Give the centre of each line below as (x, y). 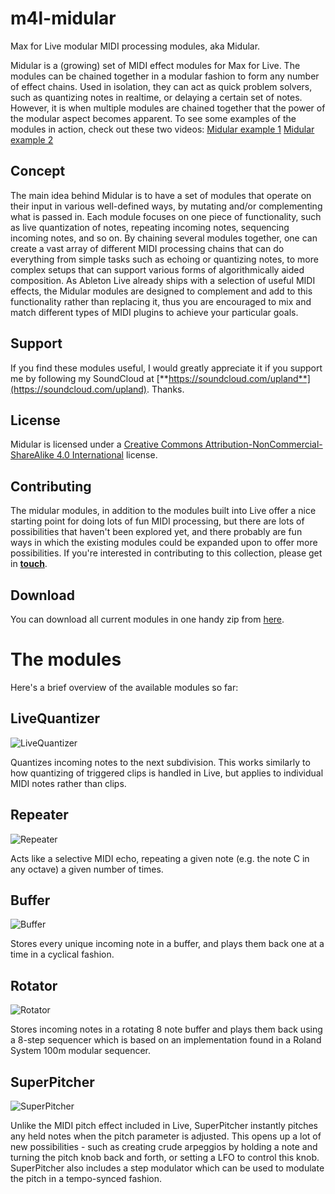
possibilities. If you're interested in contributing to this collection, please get (166, 553)
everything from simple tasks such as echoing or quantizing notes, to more (164, 259)
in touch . (29, 564)
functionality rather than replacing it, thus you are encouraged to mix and (161, 301)
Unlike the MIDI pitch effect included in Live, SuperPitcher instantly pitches (164, 1125)
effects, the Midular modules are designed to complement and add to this (161, 291)
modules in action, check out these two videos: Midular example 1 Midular (162, 129)
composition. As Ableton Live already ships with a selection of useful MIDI (163, 280)
